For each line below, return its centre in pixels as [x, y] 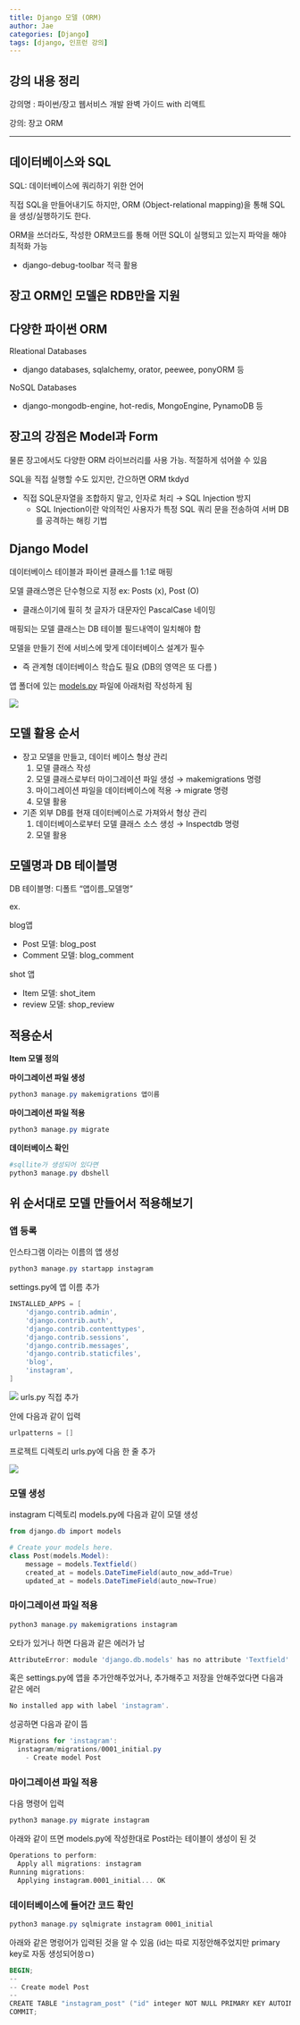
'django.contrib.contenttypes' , [85, 1329]
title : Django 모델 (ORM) [56, 17]
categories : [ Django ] [50, 34]
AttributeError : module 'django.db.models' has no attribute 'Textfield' [150, 1659]
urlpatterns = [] [42, 1433]
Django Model [49, 549]
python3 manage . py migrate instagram [79, 1820]
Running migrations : [48, 1872]
